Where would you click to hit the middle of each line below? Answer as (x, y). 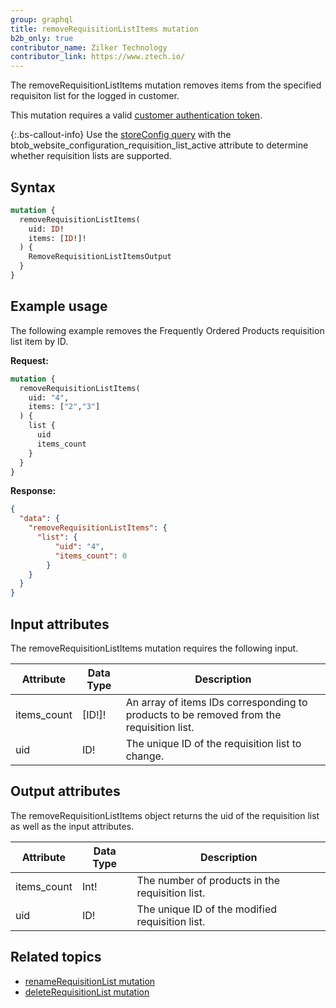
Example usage (59, 306)
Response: (33, 491)
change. (145, 756)
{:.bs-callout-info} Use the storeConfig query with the (121, 135)
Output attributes (65, 791)
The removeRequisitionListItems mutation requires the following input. (154, 648)
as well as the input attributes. (72, 826)
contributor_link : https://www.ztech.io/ (98, 57)
